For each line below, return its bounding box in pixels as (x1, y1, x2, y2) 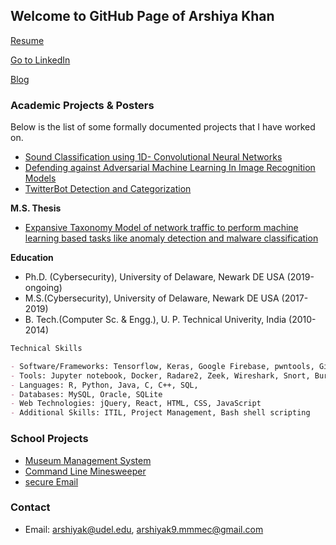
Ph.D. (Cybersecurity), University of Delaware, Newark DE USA (24, 271, 285, 283)
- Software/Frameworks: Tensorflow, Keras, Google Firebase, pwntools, (10, 361, 315, 371)
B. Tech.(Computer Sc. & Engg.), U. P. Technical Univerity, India (24, 314, 287, 326)
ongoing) (24, 282, 63, 294)
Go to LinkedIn (10, 54, 71, 66)
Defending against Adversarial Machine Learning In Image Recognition (24, 162, 316, 174)
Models (24, 172, 57, 184)
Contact (10, 500, 51, 514)
